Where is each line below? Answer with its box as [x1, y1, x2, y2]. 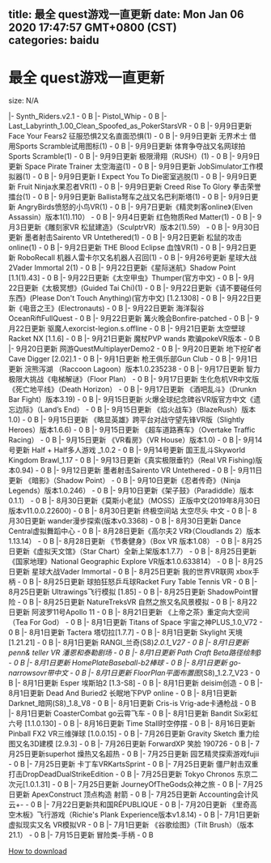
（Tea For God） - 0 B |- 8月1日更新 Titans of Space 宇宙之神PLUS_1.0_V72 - [8, 617, 263, 627]
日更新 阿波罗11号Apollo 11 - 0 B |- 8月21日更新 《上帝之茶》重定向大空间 [8, 607, 250, 617]
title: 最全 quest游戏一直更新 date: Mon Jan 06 [8, 7, 244, 22]
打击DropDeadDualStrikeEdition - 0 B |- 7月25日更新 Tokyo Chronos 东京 [8, 769, 252, 780]
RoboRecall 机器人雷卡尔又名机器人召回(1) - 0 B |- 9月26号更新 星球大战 [17, 253, 257, 263]
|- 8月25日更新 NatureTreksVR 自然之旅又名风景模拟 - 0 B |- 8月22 [36, 597, 257, 607]
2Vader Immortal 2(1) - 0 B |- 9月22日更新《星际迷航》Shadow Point [8, 263, 236, 273]
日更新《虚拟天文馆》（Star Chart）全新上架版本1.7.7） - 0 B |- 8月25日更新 [8, 546, 257, 557]
